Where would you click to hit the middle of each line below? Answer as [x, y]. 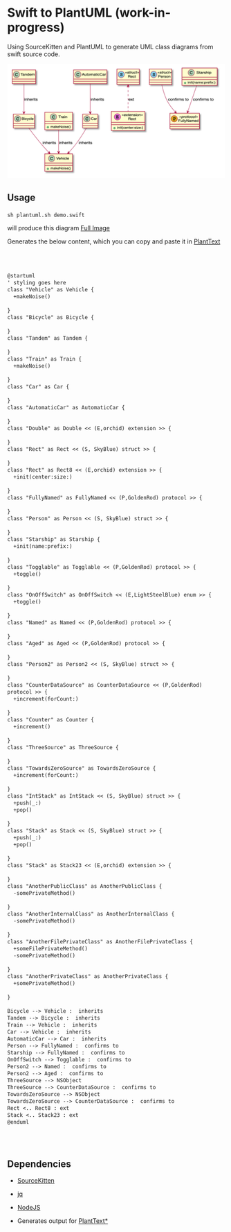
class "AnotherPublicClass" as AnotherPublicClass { [85, 886]
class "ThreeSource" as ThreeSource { [63, 747]
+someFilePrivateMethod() [51, 948]
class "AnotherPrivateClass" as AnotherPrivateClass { [88, 976]
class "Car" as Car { [38, 386]
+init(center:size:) [43, 477]
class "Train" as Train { [44, 359]
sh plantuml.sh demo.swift [46, 215]
